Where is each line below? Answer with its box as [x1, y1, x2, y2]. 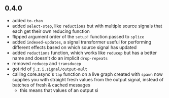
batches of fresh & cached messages [12, 82, 91, 88]
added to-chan [12, 17, 43, 23]
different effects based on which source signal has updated [12, 44, 137, 50]
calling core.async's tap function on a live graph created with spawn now [12, 71, 163, 77]
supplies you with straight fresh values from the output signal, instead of [12, 76, 164, 82]
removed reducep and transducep [12, 60, 81, 66]
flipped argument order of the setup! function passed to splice [12, 33, 145, 39]
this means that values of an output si [19, 87, 98, 93]
